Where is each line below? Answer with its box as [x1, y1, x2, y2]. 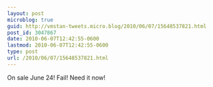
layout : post [7, 10, 45, 17]
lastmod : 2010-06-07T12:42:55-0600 [7, 42, 109, 49]
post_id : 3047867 [7, 29, 57, 36]
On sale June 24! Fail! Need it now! [7, 73, 106, 82]
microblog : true [7, 16, 53, 23]
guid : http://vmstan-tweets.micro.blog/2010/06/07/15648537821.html [7, 23, 207, 29]
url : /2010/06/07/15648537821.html [7, 55, 109, 62]
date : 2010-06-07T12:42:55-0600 [7, 36, 99, 42]
